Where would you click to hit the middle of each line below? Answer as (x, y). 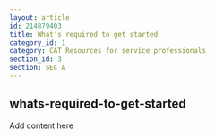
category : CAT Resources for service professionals (107, 51)
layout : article (39, 17)
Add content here (42, 125)
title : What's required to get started (84, 34)
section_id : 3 (36, 59)
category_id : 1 (38, 43)
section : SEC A (38, 68)
